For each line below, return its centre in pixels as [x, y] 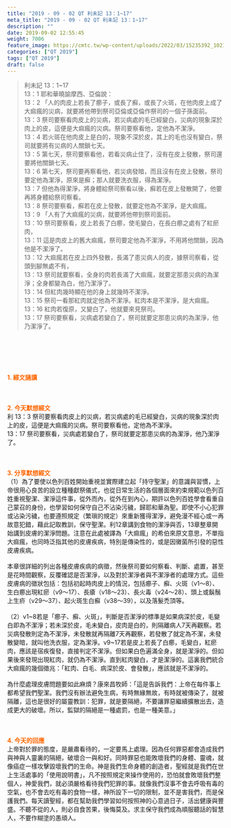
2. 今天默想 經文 [29, 407]
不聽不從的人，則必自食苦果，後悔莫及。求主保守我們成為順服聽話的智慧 [121, 809]
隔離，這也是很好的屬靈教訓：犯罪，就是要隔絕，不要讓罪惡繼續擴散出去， [112, 701]
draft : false [26, 65]
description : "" [30, 26]
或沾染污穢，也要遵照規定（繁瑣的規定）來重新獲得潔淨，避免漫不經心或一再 [115, 516]
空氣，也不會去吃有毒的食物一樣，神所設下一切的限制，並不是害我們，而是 [112, 792]
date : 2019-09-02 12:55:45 [46, 33]
